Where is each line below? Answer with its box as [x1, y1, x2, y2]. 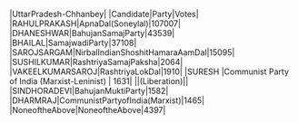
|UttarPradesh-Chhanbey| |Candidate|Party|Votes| [9, 9, 199, 19]
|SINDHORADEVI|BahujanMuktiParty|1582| [9, 86, 169, 96]
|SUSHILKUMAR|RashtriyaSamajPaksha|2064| [9, 57, 184, 67]
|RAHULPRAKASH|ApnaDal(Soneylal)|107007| [9, 18, 182, 29]
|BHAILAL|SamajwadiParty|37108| [9, 37, 137, 48]
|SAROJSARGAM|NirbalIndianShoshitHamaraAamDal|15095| [9, 47, 235, 58]
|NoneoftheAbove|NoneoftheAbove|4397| [9, 105, 166, 115]
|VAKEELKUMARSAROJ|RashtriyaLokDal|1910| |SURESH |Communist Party [9, 66, 289, 77]
